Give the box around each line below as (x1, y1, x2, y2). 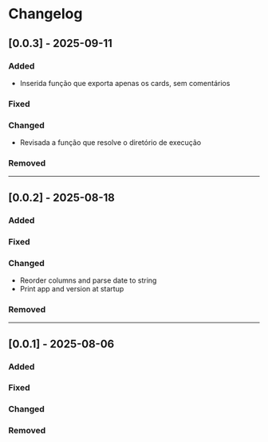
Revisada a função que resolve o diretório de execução (19, 138, 202, 147)
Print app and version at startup (19, 284, 124, 293)
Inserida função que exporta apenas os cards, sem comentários (19, 78, 231, 88)
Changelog (8, 5, 83, 23)
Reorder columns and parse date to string (19, 276, 157, 285)
